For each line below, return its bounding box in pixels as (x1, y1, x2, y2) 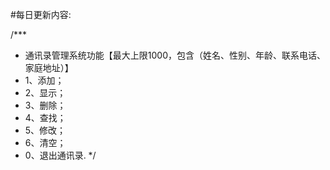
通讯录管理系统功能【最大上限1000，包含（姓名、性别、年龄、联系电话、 (24, 49, 326, 61)
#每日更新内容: (10, 9, 72, 20)
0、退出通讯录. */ (24, 149, 97, 161)
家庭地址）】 (24, 62, 74, 73)
